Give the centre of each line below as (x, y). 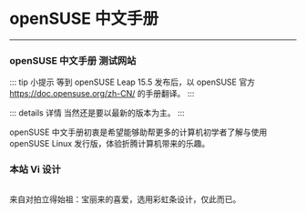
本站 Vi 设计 (35, 169)
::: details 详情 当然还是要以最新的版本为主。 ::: (97, 113)
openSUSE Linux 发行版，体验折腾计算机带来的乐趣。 (110, 144)
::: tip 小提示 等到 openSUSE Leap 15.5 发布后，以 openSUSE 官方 (132, 82)
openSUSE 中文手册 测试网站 (73, 60)
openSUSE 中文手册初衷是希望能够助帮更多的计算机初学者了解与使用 (138, 132)
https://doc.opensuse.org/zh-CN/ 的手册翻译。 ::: (102, 94)
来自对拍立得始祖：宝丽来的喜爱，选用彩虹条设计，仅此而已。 (125, 199)
